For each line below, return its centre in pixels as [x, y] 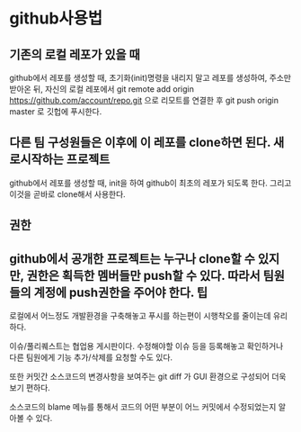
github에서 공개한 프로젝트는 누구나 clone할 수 [133, 259]
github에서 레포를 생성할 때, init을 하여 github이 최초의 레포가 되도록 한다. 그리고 [150, 183]
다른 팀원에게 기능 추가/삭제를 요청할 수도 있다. [91, 357]
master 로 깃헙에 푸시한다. [56, 112]
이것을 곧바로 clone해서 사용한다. [67, 193]
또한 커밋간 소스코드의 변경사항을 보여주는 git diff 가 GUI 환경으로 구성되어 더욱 [148, 377]
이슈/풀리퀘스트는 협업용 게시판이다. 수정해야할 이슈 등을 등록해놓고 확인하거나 [146, 346]
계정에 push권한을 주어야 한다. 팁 [121, 292]
